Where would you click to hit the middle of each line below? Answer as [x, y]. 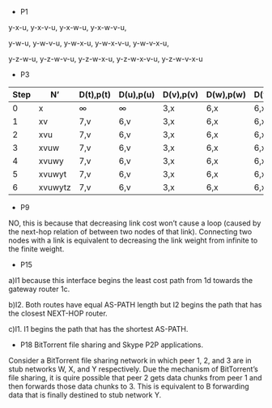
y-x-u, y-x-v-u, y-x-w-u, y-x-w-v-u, [68, 27]
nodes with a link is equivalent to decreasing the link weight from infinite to [133, 240]
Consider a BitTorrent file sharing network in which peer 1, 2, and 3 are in [130, 361]
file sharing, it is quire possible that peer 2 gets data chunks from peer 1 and [135, 378]
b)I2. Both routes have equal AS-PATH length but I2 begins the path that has [135, 305]
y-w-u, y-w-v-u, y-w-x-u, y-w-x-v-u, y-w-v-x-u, [89, 43]
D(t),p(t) [95, 94]
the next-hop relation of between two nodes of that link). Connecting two [130, 232]
